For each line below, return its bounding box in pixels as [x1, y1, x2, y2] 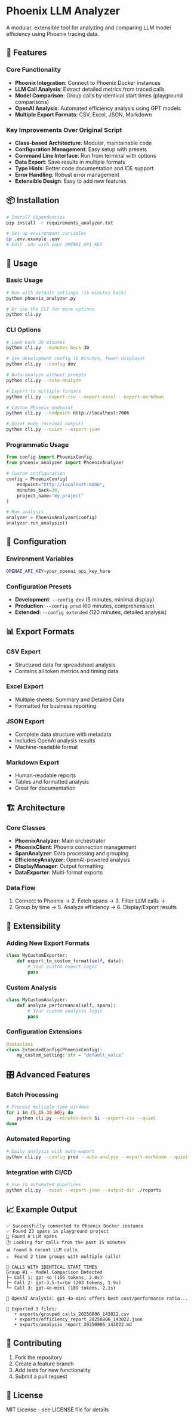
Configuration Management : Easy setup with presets [14, 145, 147, 153]
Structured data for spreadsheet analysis [14, 661, 116, 668]
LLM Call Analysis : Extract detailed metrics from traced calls [14, 85, 165, 93]
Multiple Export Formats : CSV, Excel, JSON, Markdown [14, 111, 152, 118]
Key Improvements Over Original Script [6, 125, 122, 134]
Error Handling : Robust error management [14, 171, 119, 178]
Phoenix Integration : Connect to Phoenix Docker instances [14, 79, 161, 86]
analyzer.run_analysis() [6, 520, 68, 526]
